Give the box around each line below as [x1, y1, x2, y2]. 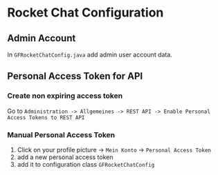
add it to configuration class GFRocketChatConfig [17, 160, 155, 168]
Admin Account [7, 32, 76, 44]
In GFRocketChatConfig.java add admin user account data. [7, 50, 173, 59]
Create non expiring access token [7, 91, 123, 101]
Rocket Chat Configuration [7, 5, 164, 21]
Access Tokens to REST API [7, 114, 85, 121]
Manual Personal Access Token [7, 130, 116, 139]
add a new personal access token [17, 153, 113, 161]
